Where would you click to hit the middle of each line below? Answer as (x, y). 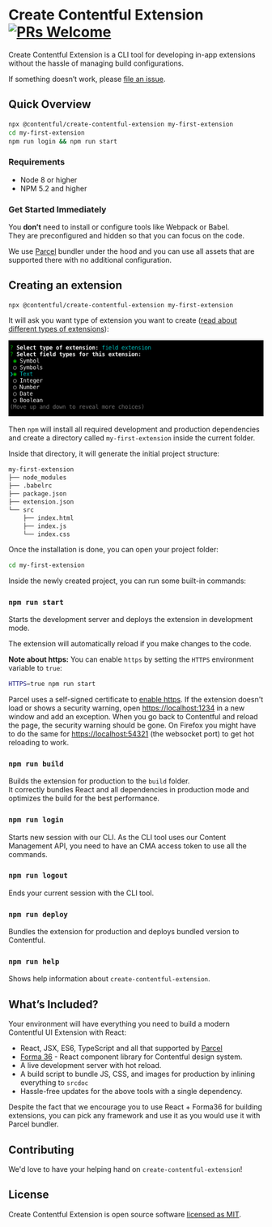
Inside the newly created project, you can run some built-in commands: (127, 581)
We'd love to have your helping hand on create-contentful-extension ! (125, 1169)
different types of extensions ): (59, 328)
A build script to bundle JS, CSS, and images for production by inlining (137, 1074)
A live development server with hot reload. (91, 1066)
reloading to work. (39, 742)
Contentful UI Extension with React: (68, 1032)
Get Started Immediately (57, 209)
